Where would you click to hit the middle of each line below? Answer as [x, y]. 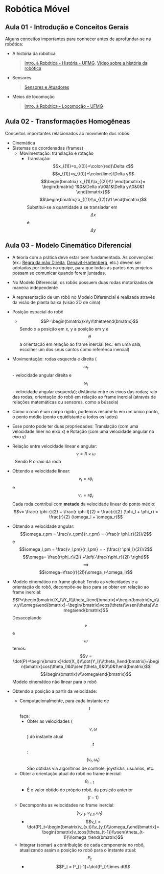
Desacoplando [27, 617]
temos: [19, 648]
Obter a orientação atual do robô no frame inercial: [70, 773]
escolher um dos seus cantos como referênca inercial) [74, 349]
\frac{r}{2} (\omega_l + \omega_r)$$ [86, 517]
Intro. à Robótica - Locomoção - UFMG [64, 106]
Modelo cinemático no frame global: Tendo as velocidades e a [75, 582]
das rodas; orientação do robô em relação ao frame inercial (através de [84, 397]
